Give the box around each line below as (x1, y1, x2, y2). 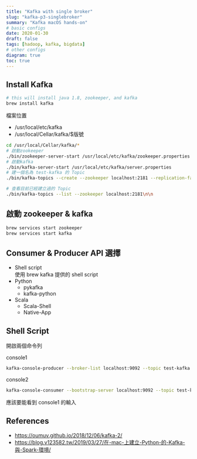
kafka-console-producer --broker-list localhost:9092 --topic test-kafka (6, 366, 191, 371)
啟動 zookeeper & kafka (6, 209, 93, 219)
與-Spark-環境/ (14, 446, 51, 453)
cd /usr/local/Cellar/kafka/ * (6, 142, 80, 149)
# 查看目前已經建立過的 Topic (6, 186, 72, 192)
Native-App (23, 309, 52, 316)
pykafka (23, 284, 43, 291)
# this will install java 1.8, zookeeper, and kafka (6, 95, 138, 101)
